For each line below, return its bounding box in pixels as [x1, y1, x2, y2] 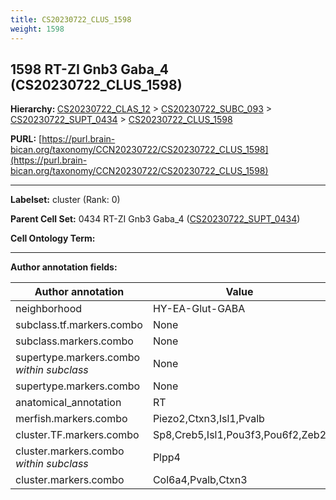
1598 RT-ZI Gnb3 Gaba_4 [10, 61, 169, 78]
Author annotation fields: [10, 261, 118, 273]
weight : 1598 [10, 24, 65, 34]
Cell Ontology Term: [10, 232, 96, 245]
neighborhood [15, 302, 83, 316]
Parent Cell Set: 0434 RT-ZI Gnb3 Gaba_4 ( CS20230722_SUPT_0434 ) [10, 213, 301, 225]
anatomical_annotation [15, 396, 122, 410]
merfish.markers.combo [15, 412, 128, 426]
